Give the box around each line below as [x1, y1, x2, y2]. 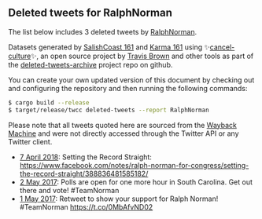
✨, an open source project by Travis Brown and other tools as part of [30, 51, 254, 60]
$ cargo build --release [8, 98, 90, 107]
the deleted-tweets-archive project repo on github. [8, 60, 173, 69]
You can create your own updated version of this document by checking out [8, 75, 255, 85]
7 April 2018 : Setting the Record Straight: [19, 152, 152, 162]
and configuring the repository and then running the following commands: [8, 83, 248, 93]
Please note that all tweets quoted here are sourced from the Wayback [8, 120, 238, 130]
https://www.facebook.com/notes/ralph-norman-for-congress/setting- [19, 160, 249, 170]
